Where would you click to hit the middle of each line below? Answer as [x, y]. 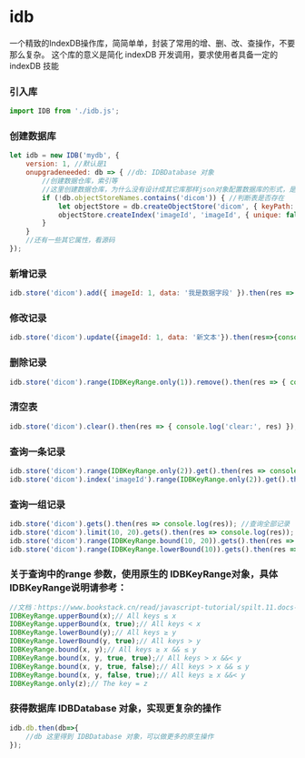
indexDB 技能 [34, 66]
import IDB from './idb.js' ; [64, 111]
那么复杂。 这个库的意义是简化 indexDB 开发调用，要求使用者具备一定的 [144, 54]
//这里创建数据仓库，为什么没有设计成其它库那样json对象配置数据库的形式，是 [169, 189]
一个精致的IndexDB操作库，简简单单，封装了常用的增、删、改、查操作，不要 [152, 43]
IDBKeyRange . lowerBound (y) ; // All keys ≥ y [93, 633]
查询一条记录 [38, 451]
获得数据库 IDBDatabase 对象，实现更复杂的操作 [115, 709]
